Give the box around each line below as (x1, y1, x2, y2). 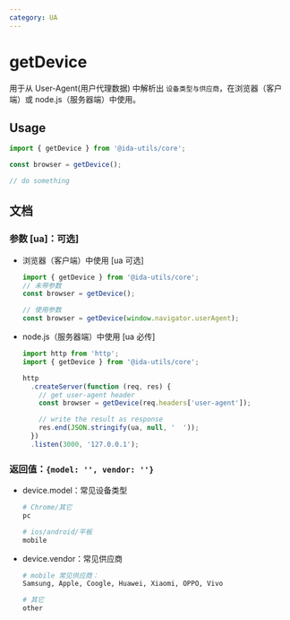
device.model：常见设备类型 (21, 485, 128, 496)
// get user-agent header (38, 390, 136, 399)
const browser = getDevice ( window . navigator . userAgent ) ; (21, 314, 240, 323)
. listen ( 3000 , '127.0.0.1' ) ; (30, 440, 140, 449)
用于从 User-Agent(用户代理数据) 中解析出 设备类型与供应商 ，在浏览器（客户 (9, 83, 283, 93)
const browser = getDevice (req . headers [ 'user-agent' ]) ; (38, 398, 252, 408)
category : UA (9, 13, 58, 22)
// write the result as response (38, 415, 164, 424)
